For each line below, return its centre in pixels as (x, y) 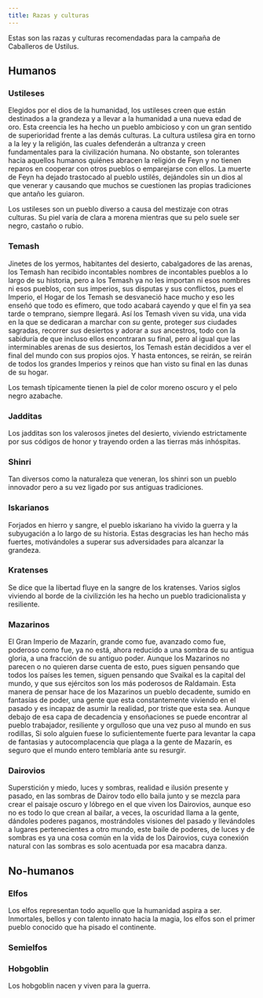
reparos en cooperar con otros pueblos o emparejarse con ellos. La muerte (130, 169)
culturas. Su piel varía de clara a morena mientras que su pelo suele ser (124, 218)
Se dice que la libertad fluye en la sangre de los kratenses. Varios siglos (124, 587)
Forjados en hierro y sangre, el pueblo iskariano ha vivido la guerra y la (123, 525)
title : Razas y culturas (49, 15)
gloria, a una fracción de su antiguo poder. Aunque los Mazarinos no (119, 658)
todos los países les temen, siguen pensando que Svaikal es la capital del (127, 675)
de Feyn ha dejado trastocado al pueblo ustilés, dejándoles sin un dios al (126, 177)
